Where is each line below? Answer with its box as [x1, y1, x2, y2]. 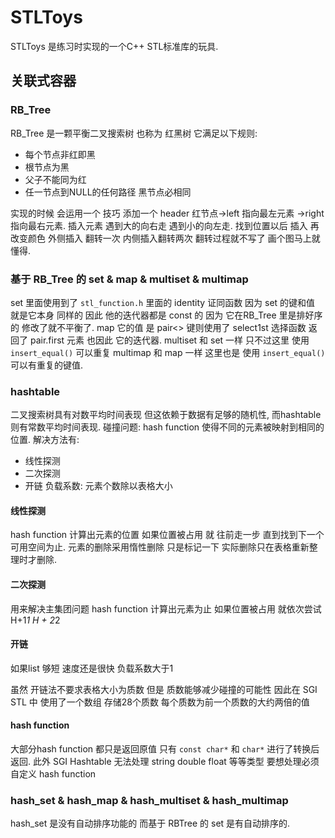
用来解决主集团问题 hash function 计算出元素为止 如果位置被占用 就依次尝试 [10, 602, 322, 615]
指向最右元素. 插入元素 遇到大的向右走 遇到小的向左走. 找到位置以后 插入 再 [10, 219, 320, 231]
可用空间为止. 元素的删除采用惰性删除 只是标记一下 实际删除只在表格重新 [10, 541, 310, 553]
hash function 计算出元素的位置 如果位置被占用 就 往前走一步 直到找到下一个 [10, 529, 325, 541]
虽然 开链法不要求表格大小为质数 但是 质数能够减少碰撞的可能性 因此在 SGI [10, 683, 318, 695]
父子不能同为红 [24, 173, 87, 185]
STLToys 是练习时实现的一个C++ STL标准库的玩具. [10, 40, 219, 52]
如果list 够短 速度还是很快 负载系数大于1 [10, 662, 174, 674]
